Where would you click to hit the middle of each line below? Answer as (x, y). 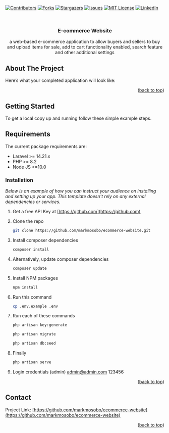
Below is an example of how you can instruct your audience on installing (81, 191)
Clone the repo (28, 221)
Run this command (32, 297)
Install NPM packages (35, 278)
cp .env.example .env (35, 306)
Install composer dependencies (45, 240)
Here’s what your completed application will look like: (60, 80)
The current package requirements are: (46, 146)
